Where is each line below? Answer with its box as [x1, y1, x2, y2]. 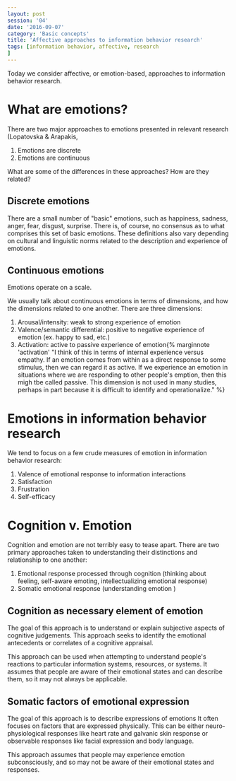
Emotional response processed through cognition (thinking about [17, 570, 206, 578]
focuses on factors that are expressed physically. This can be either [7, 722, 204, 730]
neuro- [205, 722, 225, 730]
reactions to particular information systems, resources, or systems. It [7, 660, 208, 669]
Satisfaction [17, 478, 53, 486]
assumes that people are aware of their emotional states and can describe [7, 667, 223, 676]
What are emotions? [7, 102, 128, 117]
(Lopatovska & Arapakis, [7, 132, 79, 141]
